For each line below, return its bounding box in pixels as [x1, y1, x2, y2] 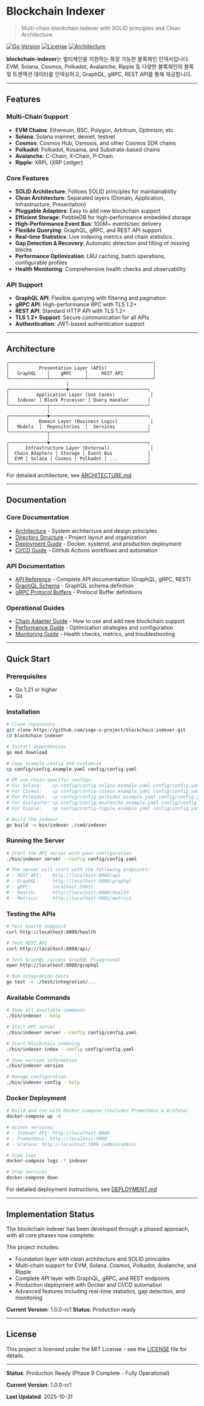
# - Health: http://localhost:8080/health [6, 889, 129, 896]
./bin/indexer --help [6, 1013, 61, 1019]
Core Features [6, 174, 49, 182]
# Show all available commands [6, 1007, 86, 1013]
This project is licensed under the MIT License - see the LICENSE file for [6, 1345, 187, 1352]
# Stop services [6, 1169, 47, 1175]
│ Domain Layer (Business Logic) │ [6, 418, 154, 424]
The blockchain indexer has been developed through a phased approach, [6, 1225, 190, 1232]
